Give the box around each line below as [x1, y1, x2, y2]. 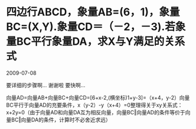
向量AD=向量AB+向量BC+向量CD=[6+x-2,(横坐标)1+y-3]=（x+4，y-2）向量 [6, 94, 190, 101]
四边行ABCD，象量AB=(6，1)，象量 [6, 5, 180, 19]
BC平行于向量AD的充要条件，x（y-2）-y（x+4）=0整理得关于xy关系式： [6, 101, 183, 108]
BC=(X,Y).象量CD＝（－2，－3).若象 [6, 20, 186, 34]
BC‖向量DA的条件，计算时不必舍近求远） [11, 116, 111, 123]
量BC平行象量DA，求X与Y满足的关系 [6, 35, 185, 48]
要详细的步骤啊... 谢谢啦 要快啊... [6, 81, 86, 88]
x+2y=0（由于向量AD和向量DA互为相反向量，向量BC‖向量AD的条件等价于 [6, 108, 185, 115]
